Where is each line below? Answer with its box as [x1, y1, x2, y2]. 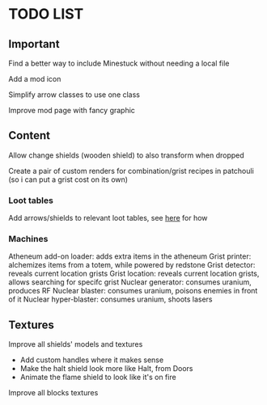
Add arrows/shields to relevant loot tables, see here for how [8, 213, 208, 223]
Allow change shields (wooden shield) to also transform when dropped [8, 150, 244, 160]
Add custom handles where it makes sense [19, 355, 164, 365]
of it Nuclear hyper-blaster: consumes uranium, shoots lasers [8, 294, 213, 304]
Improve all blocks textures [8, 388, 99, 398]
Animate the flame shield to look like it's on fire [19, 373, 176, 382]
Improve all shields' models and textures [8, 340, 143, 349]
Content [8, 129, 51, 142]
